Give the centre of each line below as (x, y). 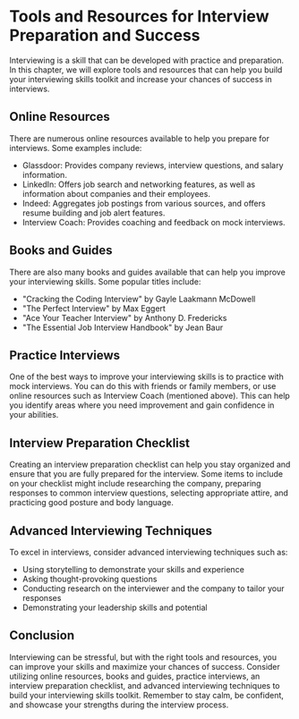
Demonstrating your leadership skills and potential (115, 607)
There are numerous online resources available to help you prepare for (140, 138)
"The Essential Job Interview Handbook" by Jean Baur (123, 327)
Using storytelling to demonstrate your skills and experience (133, 569)
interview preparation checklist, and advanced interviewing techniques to (145, 685)
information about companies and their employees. (116, 193)
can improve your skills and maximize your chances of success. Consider (145, 666)
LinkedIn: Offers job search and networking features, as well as (139, 184)
